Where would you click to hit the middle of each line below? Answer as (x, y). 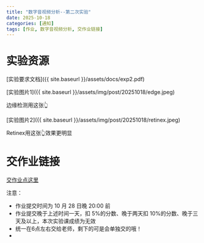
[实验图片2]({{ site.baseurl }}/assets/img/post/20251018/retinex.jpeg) (93, 120)
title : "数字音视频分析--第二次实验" (49, 12)
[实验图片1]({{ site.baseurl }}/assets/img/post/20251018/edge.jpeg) (91, 92)
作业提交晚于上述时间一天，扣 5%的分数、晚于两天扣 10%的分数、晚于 (104, 214)
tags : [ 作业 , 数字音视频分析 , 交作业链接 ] (55, 29)
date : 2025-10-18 (28, 18)
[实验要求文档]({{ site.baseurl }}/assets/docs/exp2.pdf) (75, 79)
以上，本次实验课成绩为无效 (61, 221)
